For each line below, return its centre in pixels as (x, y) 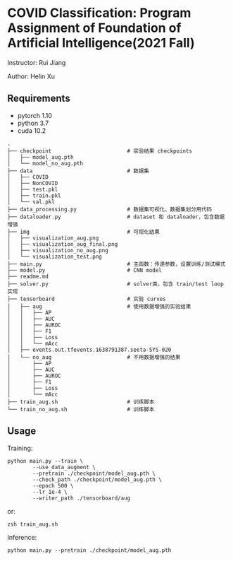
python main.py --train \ (45, 461)
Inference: (22, 537)
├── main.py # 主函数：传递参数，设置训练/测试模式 (116, 264)
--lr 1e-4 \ (50, 492)
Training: (20, 448)
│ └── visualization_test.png (55, 256)
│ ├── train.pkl (34, 196)
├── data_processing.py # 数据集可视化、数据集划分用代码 (110, 209)
